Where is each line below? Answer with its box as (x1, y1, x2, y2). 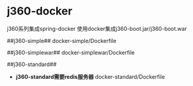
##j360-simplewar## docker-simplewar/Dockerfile (7, 48, 135, 56)
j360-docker (7, 4, 73, 18)
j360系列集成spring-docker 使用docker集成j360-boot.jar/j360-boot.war (7, 25, 187, 32)
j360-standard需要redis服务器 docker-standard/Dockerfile (15, 73, 166, 80)
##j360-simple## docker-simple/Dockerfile (7, 37, 117, 44)
